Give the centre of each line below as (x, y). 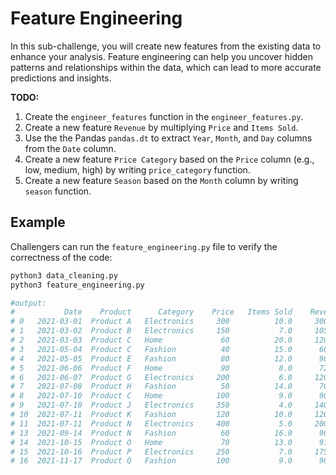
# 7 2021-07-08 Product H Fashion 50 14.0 (151, 387)
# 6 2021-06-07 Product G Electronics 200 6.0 (151, 377)
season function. (58, 191)
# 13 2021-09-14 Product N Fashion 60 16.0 (151, 433)
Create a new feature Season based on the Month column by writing (161, 180)
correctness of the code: (61, 257)
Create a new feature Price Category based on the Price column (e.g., (169, 159)
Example (38, 222)
